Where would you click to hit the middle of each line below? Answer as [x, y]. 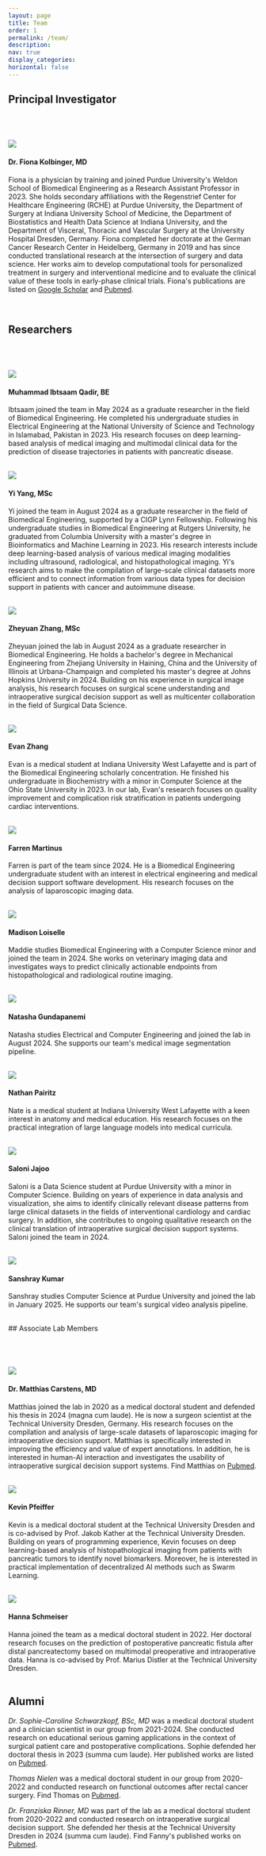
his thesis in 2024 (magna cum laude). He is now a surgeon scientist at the [130, 1415]
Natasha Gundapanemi [47, 1016]
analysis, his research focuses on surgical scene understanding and [119, 688]
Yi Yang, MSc [30, 493]
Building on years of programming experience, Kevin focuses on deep [122, 1542]
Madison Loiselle [37, 932]
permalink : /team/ [38, 38]
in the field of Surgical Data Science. [68, 705]
